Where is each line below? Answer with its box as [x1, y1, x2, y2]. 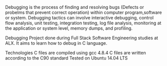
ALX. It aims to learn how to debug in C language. [5, 40, 107, 46]
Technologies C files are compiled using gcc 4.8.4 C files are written [5, 50, 146, 56]
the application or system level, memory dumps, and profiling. [5, 25, 133, 31]
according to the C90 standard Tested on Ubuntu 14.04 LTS [5, 55, 128, 61]
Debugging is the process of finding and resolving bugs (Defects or [5, 4, 144, 10]
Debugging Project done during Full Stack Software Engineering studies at [5, 35, 158, 41]
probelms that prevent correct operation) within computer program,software [5, 9, 162, 15]
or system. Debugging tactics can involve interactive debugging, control [5, 15, 154, 20]
